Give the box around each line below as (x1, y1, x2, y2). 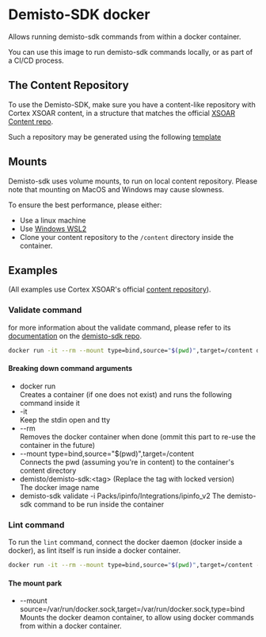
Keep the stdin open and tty (19, 415, 111, 424)
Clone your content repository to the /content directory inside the (19, 232, 234, 241)
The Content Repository (8, 79, 129, 92)
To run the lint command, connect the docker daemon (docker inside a (8, 538, 243, 547)
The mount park (8, 578, 63, 588)
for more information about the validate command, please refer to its (8, 322, 231, 332)
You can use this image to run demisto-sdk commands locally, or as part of (8, 47, 253, 56)
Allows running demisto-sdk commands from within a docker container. (8, 32, 241, 41)
